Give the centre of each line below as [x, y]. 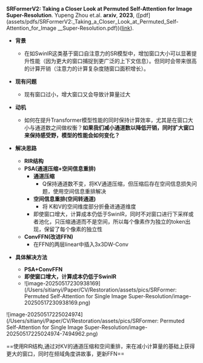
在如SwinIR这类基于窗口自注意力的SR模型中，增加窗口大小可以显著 [108, 53]
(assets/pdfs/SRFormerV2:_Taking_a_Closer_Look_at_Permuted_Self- [92, 22]
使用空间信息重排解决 [80, 191]
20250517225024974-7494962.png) [52, 334]
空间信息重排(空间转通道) [64, 199]
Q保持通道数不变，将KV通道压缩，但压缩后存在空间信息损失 [117, 184]
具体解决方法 [31, 257]
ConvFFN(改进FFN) [49, 237]
